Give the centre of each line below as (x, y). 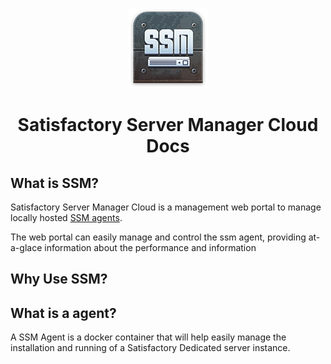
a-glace (26, 247)
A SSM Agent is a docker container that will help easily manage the (148, 337)
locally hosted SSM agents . (66, 217)
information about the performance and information (150, 247)
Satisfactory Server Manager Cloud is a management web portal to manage (166, 207)
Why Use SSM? (59, 279)
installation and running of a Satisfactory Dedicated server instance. (150, 348)
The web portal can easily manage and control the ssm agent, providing (158, 237)
